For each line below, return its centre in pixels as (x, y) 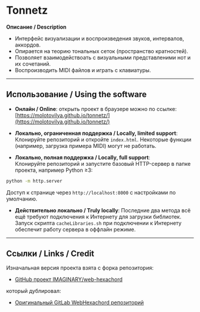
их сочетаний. (33, 64)
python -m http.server (34, 181)
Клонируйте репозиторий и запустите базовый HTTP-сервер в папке (103, 163)
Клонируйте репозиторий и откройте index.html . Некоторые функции (103, 139)
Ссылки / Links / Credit (50, 254)
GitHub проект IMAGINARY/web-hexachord (69, 279)
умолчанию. (22, 199)
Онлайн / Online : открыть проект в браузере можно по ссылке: (96, 109)
